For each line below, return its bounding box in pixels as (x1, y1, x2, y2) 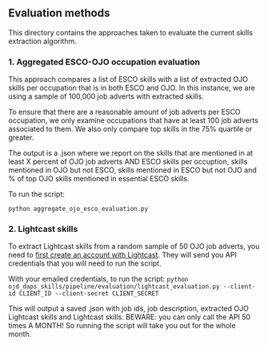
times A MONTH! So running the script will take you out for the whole (8, 321, 236, 331)
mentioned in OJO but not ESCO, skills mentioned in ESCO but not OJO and (8, 165, 258, 175)
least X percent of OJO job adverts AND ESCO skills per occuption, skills (8, 156, 248, 167)
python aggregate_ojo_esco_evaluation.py (8, 205, 149, 213)
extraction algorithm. (8, 36, 78, 46)
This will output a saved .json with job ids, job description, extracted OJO (8, 304, 250, 314)
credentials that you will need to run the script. (8, 258, 162, 268)
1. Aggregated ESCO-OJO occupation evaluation (8, 56, 200, 67)
